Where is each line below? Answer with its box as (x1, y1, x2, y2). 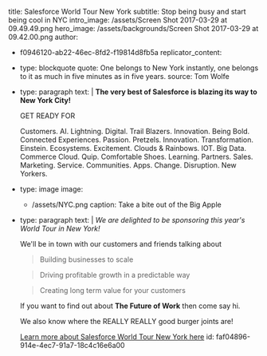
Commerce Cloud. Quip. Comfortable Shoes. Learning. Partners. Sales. (19, 152, 253, 161)
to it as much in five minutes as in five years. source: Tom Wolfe (19, 72, 230, 81)
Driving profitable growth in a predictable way (39, 271, 190, 279)
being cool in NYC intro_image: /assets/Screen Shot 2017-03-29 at (8, 15, 228, 25)
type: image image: (19, 184, 84, 194)
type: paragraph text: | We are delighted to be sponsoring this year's (19, 216, 245, 224)
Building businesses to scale (39, 255, 134, 264)
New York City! (19, 96, 72, 105)
